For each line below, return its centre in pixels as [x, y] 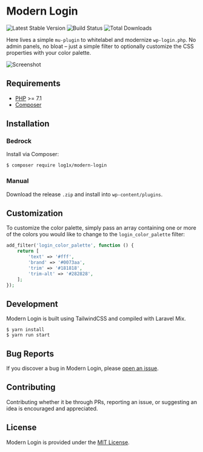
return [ [28, 251]
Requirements [33, 84]
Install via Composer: [33, 154]
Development [32, 304]
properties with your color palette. [49, 52]
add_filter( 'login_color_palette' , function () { [70, 245]
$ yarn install [25, 330]
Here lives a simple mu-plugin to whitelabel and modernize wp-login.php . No [101, 39]
